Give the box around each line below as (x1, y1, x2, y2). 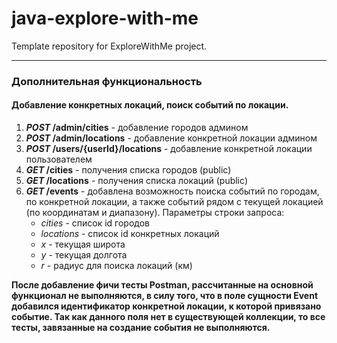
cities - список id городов (40, 217, 150, 229)
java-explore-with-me (11, 7, 199, 30)
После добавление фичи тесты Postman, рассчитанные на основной (11, 279, 314, 291)
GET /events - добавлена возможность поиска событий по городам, (25, 185, 320, 197)
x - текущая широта (40, 238, 126, 251)
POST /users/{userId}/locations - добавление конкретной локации (25, 143, 313, 155)
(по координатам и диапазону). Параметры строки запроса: (25, 207, 285, 219)
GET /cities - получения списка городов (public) (25, 164, 232, 176)
